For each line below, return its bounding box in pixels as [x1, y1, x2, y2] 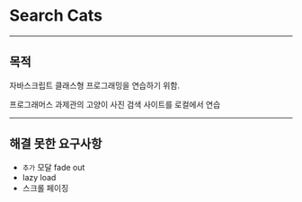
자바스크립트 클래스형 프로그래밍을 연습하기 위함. [9, 80, 181, 91]
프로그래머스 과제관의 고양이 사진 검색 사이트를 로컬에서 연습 [9, 99, 221, 110]
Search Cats [9, 5, 103, 26]
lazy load [22, 171, 57, 182]
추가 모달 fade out [22, 162, 85, 172]
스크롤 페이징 [22, 182, 69, 193]
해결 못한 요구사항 [9, 136, 102, 152]
